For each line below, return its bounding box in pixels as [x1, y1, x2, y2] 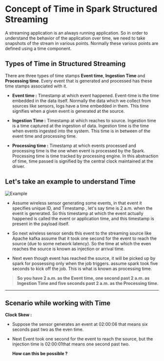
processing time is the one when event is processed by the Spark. [12, 148, 145, 153]
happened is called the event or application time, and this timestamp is [12, 215, 155, 221]
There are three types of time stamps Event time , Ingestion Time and [5, 72, 145, 79]
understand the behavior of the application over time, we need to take [5, 35, 145, 41]
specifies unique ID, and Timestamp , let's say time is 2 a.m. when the [12, 205, 153, 211]
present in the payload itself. [12, 221, 70, 227]
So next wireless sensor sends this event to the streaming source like [12, 230, 152, 236]
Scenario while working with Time [5, 299, 111, 307]
